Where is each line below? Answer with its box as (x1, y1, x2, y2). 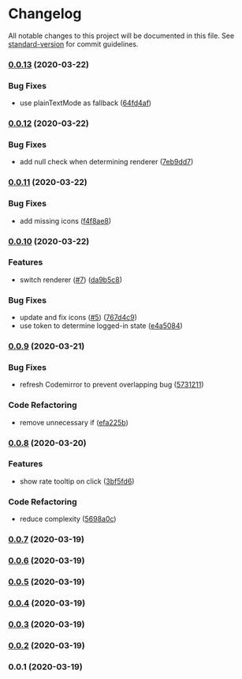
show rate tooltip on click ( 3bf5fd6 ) (19, 476, 135, 486)
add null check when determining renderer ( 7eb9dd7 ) (19, 157, 194, 167)
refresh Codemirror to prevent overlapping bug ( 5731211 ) (19, 380, 204, 390)
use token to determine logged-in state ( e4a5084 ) (19, 321, 183, 330)
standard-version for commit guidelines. (8, 39, 139, 48)
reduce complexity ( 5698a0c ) (19, 515, 117, 524)
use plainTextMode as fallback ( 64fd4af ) (19, 98, 152, 108)
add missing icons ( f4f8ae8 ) (19, 216, 112, 225)
